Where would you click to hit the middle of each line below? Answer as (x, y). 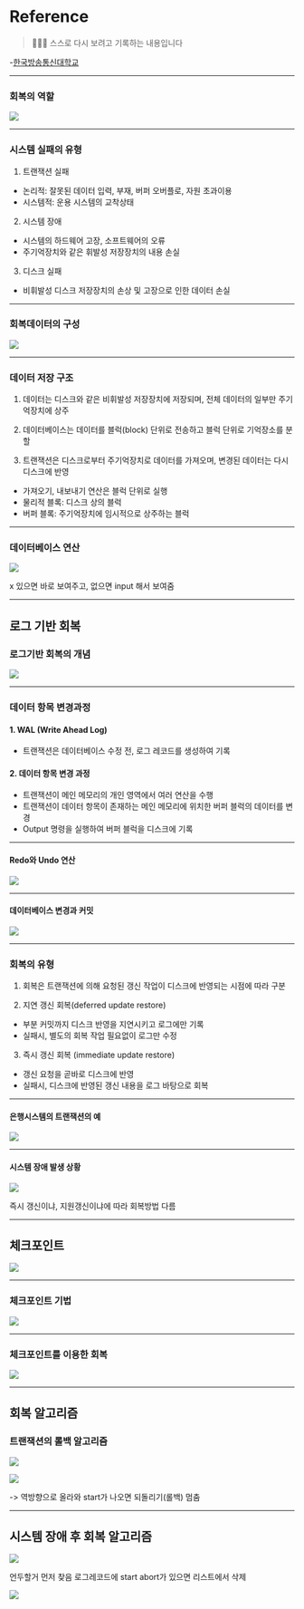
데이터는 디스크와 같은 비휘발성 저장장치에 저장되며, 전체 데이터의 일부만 (149, 400)
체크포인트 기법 (41, 1301)
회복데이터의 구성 (45, 324)
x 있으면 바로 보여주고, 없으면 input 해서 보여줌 (92, 586)
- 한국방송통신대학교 (44, 62)
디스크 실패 (42, 271)
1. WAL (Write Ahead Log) (58, 729)
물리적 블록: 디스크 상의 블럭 (72, 502)
